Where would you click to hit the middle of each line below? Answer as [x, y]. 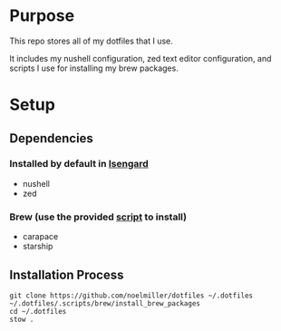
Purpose [42, 16]
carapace [40, 237]
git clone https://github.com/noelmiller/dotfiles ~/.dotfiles [131, 296]
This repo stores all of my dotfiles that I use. [92, 41]
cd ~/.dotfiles [38, 311]
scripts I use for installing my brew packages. [94, 68]
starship [38, 247]
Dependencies [51, 138]
